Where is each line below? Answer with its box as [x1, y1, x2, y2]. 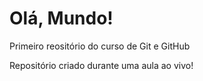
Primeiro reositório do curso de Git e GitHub [9, 40, 191, 52]
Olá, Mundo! [9, 7, 114, 30]
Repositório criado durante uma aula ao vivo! [9, 59, 194, 71]
